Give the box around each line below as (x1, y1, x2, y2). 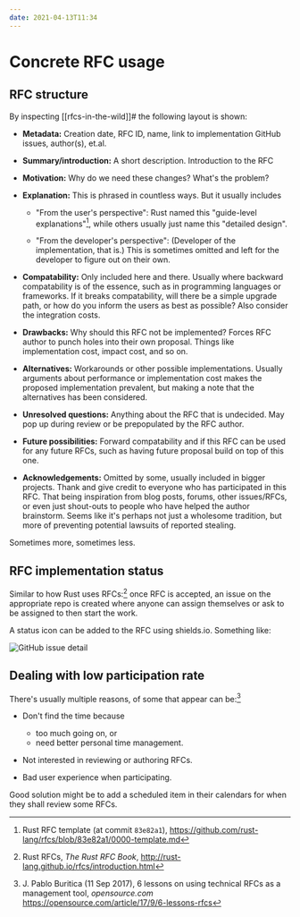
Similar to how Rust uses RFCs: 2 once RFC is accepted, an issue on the (9, 587, 271, 599)
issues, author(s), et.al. (21, 138, 107, 149)
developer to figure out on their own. (35, 254, 171, 265)
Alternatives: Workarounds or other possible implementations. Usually (21, 363, 283, 374)
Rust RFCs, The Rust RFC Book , (21, 852, 139, 862)
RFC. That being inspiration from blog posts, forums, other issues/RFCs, (21, 491, 287, 502)
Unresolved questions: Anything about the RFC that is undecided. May (21, 409, 285, 420)
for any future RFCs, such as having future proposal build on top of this (21, 446, 284, 456)
